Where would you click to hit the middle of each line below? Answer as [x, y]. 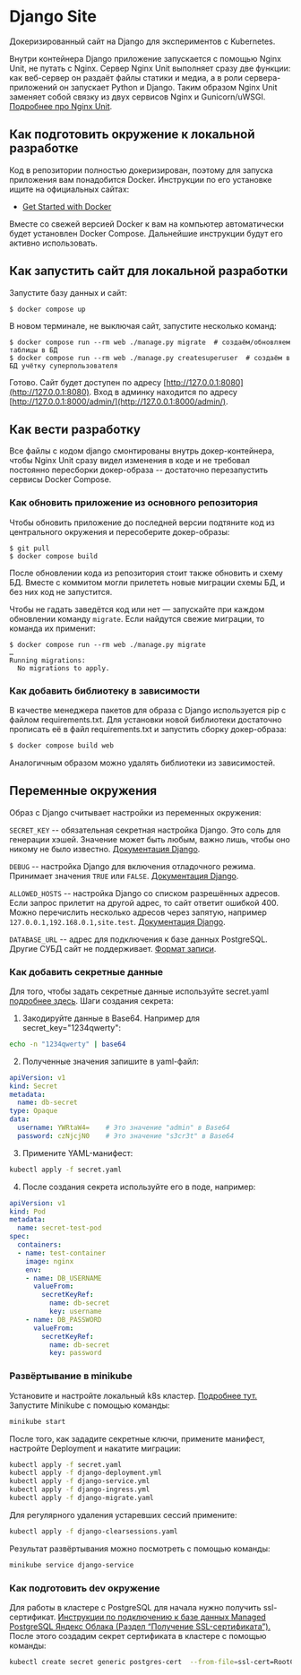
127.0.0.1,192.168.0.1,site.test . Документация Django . [117, 921]
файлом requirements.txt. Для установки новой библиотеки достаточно [146, 720]
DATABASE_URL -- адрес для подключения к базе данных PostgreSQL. [139, 939]
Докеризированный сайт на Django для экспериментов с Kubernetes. [142, 41]
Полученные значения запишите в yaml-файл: [110, 1061]
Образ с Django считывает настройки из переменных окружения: [135, 812]
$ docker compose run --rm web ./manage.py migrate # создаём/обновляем [150, 342]
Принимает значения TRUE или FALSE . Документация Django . [124, 876]
